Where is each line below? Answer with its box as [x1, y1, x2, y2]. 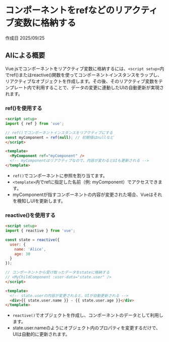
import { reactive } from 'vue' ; [5, 228, 76, 233]
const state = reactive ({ [5, 237, 60, 242]
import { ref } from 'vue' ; [5, 121, 65, 126]
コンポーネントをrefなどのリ [5, 5, 124, 16]
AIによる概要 [5, 51, 45, 60]
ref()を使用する [5, 105, 42, 112]
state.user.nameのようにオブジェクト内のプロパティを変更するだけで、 [12, 325, 160, 331]
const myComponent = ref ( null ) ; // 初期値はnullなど [5, 135, 114, 140]
